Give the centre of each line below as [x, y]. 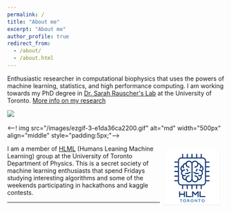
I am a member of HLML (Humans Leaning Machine [80, 149]
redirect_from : [29, 44]
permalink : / [26, 14]
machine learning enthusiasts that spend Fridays [76, 170]
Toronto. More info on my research [57, 100]
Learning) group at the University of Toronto [70, 156]
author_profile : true [38, 36]
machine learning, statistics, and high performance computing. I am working [115, 85]
